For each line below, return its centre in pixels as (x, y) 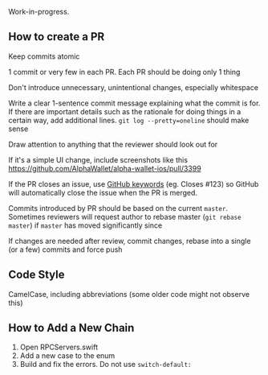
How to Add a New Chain (71, 328)
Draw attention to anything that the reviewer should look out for (113, 144)
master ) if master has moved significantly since (85, 225)
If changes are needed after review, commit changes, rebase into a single (130, 241)
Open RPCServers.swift (59, 347)
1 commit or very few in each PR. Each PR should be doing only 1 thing (124, 72)
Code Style (37, 275)
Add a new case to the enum (67, 356)
